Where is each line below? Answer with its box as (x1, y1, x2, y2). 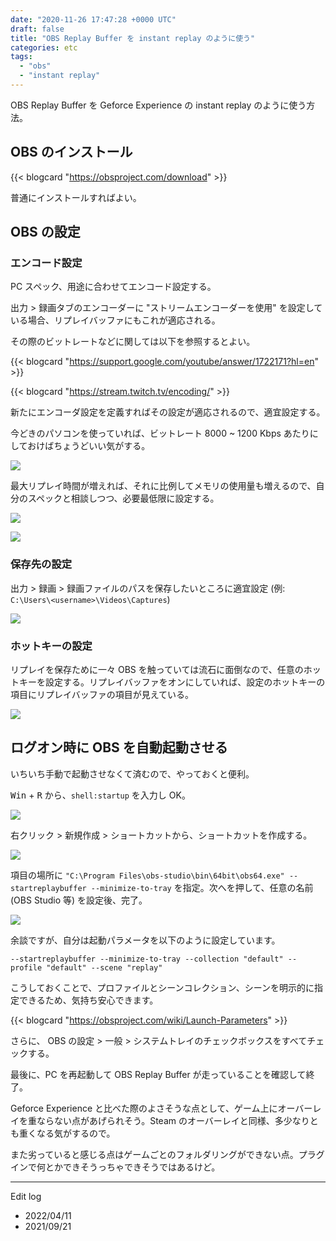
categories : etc (10, 42, 78, 53)
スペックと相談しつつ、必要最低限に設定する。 (27, 492, 220, 505)
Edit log (10, 1190, 42, 1202)
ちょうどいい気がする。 (53, 440, 151, 452)
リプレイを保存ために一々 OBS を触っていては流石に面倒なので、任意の (10, 663, 304, 675)
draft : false (10, 24, 65, 34)
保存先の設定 (10, 557, 73, 571)
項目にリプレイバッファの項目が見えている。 (10, 688, 195, 700)
